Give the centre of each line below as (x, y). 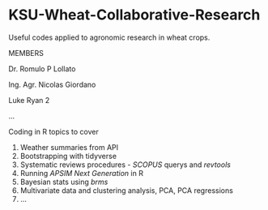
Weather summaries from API (69, 147)
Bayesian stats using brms (64, 182)
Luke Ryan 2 (29, 100)
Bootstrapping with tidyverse (68, 156)
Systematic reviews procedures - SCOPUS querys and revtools (125, 165)
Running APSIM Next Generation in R (82, 173)
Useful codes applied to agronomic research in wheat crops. (109, 37)
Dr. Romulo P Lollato (42, 69)
